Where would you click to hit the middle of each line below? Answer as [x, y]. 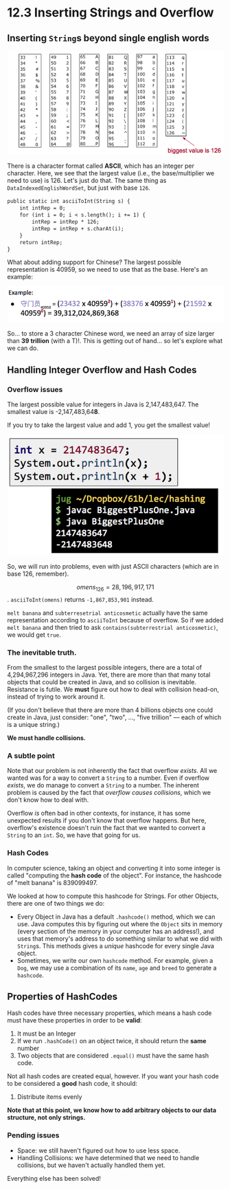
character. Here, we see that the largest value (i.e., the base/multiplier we [111, 173]
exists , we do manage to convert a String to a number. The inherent [103, 785]
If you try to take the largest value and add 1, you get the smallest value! [109, 425]
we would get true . [34, 635]
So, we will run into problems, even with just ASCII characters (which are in [113, 566]
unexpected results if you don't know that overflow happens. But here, [107, 820]
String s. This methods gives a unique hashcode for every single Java [116, 946]
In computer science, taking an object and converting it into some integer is [114, 868]
